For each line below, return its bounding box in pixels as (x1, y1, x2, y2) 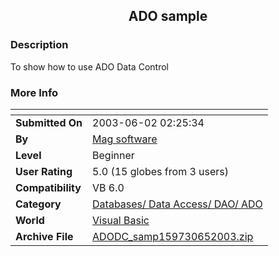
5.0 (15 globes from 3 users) (92, 164, 230, 178)
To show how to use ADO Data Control (10, 60, 169, 73)
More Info (10, 85, 59, 99)
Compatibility (15, 180, 82, 194)
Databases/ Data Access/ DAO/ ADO (92, 197, 263, 211)
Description (10, 38, 69, 52)
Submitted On (15, 115, 83, 129)
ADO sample (128, 8, 208, 25)
